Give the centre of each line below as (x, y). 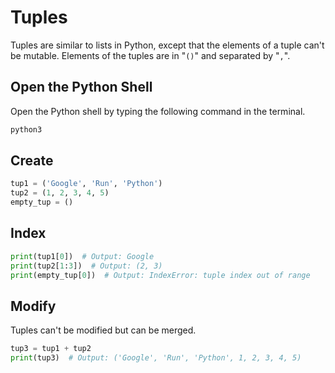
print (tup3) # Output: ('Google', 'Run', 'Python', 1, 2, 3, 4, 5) (156, 358)
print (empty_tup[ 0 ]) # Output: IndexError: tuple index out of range (160, 275)
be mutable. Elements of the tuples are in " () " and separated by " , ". (150, 55)
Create (32, 161)
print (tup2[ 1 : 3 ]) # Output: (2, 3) (86, 266)
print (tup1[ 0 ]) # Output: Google (82, 256)
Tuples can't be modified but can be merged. (103, 330)
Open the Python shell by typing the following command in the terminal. (158, 111)
